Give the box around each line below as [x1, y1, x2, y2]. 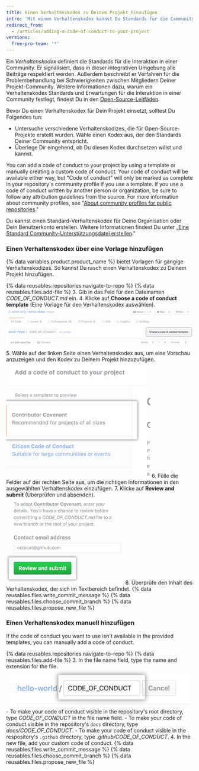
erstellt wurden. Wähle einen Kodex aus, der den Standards [36, 131, 182, 138]
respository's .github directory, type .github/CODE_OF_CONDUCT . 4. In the [6, 733, 191, 740]
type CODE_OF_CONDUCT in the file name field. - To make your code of [6, 714, 182, 721]
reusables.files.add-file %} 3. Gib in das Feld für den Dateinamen [6, 288, 165, 296]
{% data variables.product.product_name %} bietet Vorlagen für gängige [6, 258, 184, 265]
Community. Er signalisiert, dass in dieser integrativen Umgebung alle [6, 64, 176, 71]
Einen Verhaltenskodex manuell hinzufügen [6, 619, 135, 627]
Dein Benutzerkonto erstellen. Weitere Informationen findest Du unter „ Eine [6, 224, 190, 231]
